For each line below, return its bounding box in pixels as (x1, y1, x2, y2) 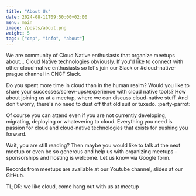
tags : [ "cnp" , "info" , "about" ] (6, 36, 85, 42)
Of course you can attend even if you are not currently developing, (6, 112, 167, 119)
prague (6, 71, 23, 77)
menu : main (6, 19, 33, 25)
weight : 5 (6, 30, 30, 36)
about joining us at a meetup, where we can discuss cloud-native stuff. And (6, 94, 188, 101)
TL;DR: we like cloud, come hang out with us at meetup (6, 183, 139, 190)
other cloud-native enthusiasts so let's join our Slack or (6, 64, 139, 71)
